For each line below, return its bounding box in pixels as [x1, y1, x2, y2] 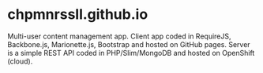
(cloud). [7, 57, 33, 66]
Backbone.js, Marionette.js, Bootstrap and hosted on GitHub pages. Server [7, 39, 250, 49]
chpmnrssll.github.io [7, 5, 148, 24]
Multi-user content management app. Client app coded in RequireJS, [7, 31, 231, 41]
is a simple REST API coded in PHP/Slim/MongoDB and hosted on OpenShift [7, 48, 255, 57]
